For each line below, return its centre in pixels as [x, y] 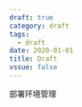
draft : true [31, 17]
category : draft [39, 26]
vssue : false [33, 68]
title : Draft [33, 59]
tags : [19, 34]
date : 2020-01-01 [41, 51]
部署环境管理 [33, 94]
